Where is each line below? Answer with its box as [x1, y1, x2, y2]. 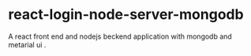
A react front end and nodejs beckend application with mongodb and [8, 32, 233, 41]
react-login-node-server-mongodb [8, 6, 244, 24]
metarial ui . [8, 39, 47, 49]
